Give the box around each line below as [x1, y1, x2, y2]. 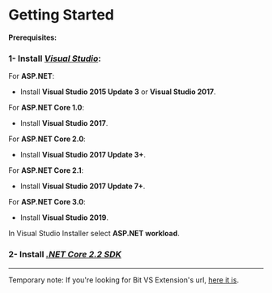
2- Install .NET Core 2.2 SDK [8, 249, 122, 261]
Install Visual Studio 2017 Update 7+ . [19, 181, 146, 192]
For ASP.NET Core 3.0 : [8, 197, 87, 207]
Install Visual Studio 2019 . [19, 213, 109, 222]
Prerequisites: [8, 32, 57, 42]
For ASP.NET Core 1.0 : [8, 103, 85, 113]
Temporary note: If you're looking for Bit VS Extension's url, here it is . [8, 274, 240, 285]
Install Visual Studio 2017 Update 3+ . [19, 150, 147, 160]
